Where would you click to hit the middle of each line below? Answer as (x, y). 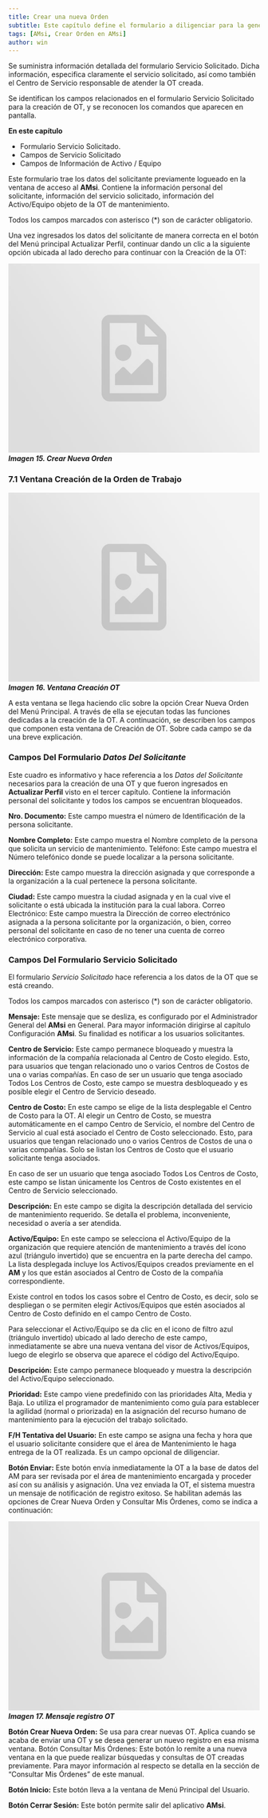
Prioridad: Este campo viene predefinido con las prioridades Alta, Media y (130, 1394)
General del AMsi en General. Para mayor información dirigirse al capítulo (130, 1025)
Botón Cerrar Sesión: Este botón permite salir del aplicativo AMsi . (117, 1805)
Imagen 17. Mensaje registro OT (61, 1716)
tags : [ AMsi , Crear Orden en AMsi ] (67, 34)
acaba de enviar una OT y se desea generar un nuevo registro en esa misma (134, 1740)
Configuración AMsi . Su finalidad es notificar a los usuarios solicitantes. (127, 1034)
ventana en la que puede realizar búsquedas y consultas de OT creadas (126, 1757)
